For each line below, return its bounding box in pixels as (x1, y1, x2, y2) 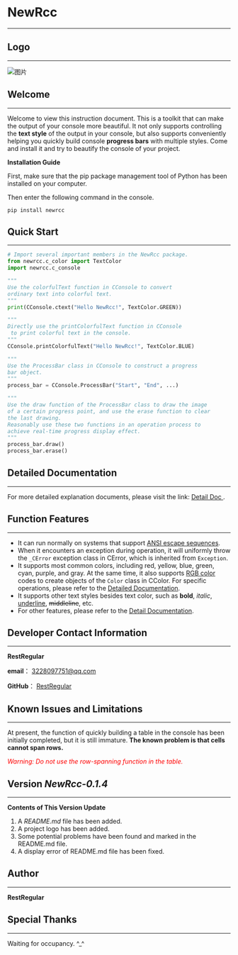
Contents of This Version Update (7, 803, 106, 812)
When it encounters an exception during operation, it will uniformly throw (17, 546, 231, 554)
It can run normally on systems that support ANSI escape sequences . (17, 538, 221, 547)
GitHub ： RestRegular (7, 682, 72, 691)
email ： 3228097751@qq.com (7, 667, 96, 676)
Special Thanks (7, 914, 77, 926)
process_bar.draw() (7, 441, 65, 448)
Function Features (7, 513, 90, 525)
